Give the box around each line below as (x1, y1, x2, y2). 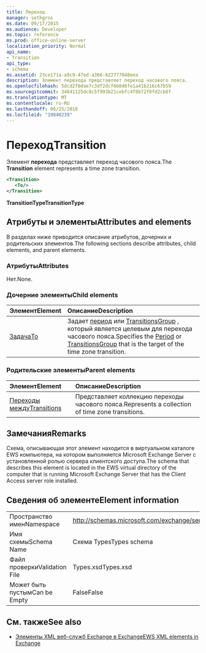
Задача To (9, 332, 39, 341)
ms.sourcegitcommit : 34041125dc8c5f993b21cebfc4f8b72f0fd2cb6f (6, 89, 172, 95)
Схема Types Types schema (72, 538, 153, 546)
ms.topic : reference (6, 32, 59, 38)
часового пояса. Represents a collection (75, 400, 192, 408)
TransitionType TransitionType (6, 199, 85, 206)
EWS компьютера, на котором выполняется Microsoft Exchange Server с (6, 451, 196, 459)
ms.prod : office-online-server (6, 37, 86, 44)
